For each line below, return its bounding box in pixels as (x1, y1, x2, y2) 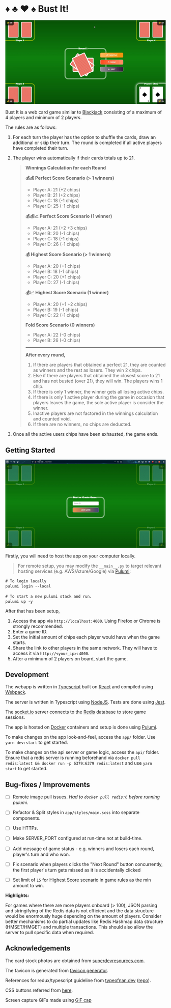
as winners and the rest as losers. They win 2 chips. (33, 367, 142, 373)
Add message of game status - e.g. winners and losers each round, (12, 846, 154, 852)
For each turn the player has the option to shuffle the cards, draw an (12, 134, 156, 141)
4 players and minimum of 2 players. (5, 115, 82, 121)
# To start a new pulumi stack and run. (5, 594, 93, 599)
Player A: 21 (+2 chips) (33, 187, 80, 193)
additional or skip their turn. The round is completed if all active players (12, 139, 162, 146)
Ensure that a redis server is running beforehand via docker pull (5, 754, 140, 761)
